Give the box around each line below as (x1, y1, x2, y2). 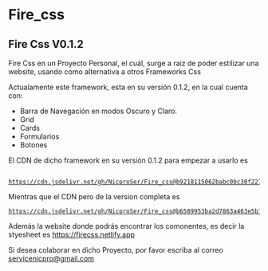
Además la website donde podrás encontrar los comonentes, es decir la (8, 222, 245, 230)
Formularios (19, 132, 60, 141)
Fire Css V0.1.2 (8, 37, 84, 51)
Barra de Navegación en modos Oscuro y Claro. (19, 106, 178, 116)
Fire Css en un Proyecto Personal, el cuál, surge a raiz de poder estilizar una (8, 58, 259, 68)
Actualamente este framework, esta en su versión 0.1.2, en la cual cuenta (8, 82, 249, 92)
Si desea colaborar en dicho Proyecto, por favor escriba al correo (8, 245, 223, 254)
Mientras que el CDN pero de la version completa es (8, 192, 180, 201)
